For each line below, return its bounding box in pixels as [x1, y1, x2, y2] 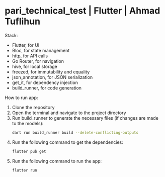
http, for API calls [12, 53, 48, 59]
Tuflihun [5, 16, 41, 27]
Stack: [5, 32, 18, 38]
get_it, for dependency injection [12, 79, 78, 85]
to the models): [12, 120, 44, 126]
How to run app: [5, 95, 38, 101]
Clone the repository [12, 104, 55, 110]
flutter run [12, 167, 37, 173]
